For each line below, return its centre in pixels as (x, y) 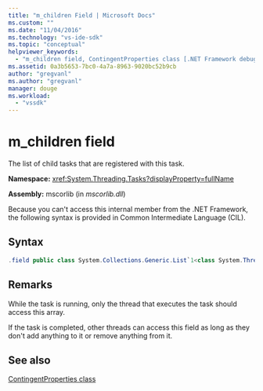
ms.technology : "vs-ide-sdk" (56, 37)
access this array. (36, 312)
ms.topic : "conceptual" (47, 45)
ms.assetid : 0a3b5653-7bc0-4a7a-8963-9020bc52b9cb (92, 67)
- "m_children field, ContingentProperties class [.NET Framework (126, 60)
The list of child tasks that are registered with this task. (97, 164)
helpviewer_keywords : (43, 52)
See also (29, 360)
